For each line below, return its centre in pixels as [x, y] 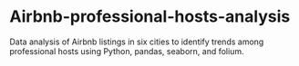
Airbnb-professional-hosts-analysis [150, 17]
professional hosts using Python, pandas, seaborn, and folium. [127, 51]
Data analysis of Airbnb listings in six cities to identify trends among [137, 42]
